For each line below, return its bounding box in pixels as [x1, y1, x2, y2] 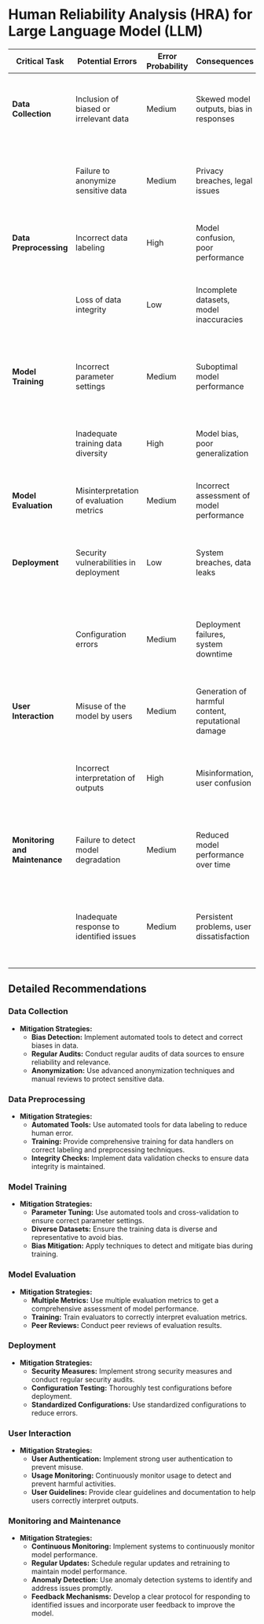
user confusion [196, 777, 251, 788]
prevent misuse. [31, 1463, 84, 1472]
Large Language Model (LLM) [8, 22, 203, 40]
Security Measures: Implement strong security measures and [31, 1366, 233, 1375]
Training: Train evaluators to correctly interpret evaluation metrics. [31, 1312, 247, 1322]
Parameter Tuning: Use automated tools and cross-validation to [31, 1208, 240, 1217]
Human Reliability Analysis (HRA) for [8, 6, 253, 24]
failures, [196, 628, 225, 639]
